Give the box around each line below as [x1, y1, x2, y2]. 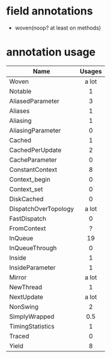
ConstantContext [9, 165, 58, 174]
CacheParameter [9, 155, 57, 164]
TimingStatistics [9, 322, 55, 330]
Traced [9, 331, 29, 340]
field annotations [6, 4, 93, 18]
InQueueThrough [9, 243, 57, 252]
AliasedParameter [9, 96, 60, 105]
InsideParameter [9, 263, 56, 272]
